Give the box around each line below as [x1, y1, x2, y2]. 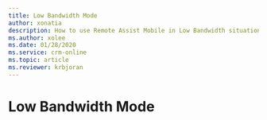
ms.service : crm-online [8, 48, 87, 56]
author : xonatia [8, 19, 62, 27]
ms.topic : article [8, 56, 69, 64]
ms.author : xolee [8, 33, 66, 42]
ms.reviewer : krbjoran [8, 64, 83, 72]
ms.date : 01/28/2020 [8, 41, 77, 49]
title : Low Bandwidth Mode [8, 11, 98, 20]
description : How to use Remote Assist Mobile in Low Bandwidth [8, 26, 226, 34]
